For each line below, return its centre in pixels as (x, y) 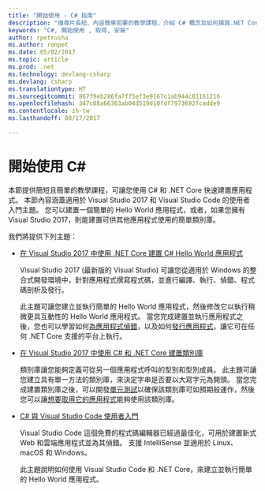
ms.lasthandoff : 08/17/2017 (54, 118)
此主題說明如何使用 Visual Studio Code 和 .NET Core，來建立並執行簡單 (136, 469)
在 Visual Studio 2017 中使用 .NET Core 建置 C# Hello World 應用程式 (131, 253)
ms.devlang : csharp (40, 81)
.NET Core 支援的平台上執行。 (78, 335)
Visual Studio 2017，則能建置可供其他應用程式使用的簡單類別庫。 (114, 219)
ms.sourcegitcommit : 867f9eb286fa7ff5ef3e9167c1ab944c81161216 (114, 96)
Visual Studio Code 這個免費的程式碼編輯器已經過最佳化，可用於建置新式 (138, 433)
